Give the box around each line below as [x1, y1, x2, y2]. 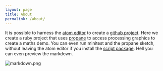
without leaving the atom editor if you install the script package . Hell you [5, 45, 153, 52]
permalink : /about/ [5, 16, 46, 21]
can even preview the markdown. [5, 51, 73, 57]
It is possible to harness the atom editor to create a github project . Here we [5, 30, 159, 36]
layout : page [5, 7, 32, 12]
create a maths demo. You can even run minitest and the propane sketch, [5, 40, 155, 46]
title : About [5, 12, 32, 17]
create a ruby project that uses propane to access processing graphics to [5, 35, 155, 41]
